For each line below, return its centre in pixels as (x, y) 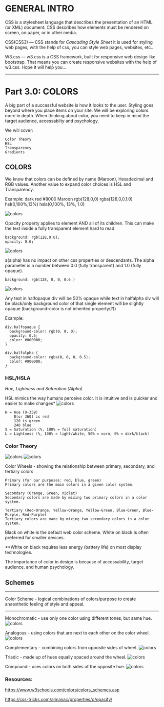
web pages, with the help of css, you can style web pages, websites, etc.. (79, 47)
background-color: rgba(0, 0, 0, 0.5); (50, 357)
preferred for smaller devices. (35, 538)
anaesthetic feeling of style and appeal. (45, 604)
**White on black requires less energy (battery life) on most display (73, 547)
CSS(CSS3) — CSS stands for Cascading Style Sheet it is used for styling (79, 42)
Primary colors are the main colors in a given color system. (70, 485)
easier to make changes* (30, 403)
